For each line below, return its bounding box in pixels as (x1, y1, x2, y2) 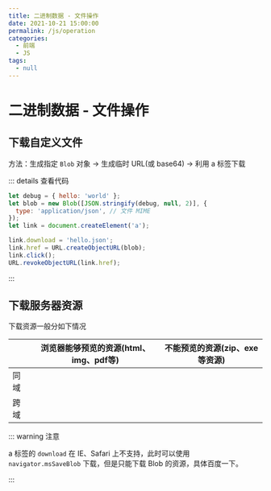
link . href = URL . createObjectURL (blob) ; (8, 244, 147, 252)
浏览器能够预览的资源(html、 (40, 343, 151, 354)
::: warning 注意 (8, 431, 60, 441)
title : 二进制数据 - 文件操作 (8, 11, 99, 20)
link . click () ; (8, 251, 56, 259)
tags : (8, 57, 27, 65)
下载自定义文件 (8, 136, 83, 150)
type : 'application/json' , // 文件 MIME (15, 207, 151, 215)
